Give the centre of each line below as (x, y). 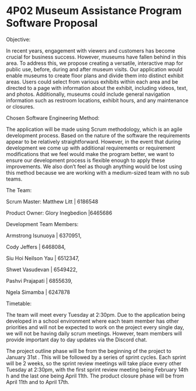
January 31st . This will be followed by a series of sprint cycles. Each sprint (96, 357)
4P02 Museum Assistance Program (94, 11)
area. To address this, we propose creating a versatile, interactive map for (95, 63)
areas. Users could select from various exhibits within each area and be (92, 82)
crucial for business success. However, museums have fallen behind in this (96, 57)
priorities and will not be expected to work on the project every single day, (95, 327)
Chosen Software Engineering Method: (53, 117)
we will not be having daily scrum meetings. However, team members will (94, 333)
